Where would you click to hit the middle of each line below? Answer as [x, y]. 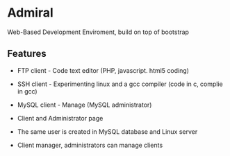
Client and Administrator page [60, 118]
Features [27, 54]
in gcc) [27, 91]
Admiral [30, 13]
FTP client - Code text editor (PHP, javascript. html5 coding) [103, 70]
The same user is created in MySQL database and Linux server [107, 131]
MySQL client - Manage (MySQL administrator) [84, 105]
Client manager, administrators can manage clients [90, 145]
